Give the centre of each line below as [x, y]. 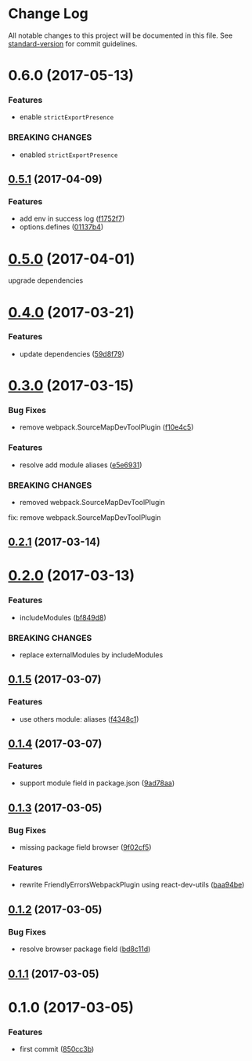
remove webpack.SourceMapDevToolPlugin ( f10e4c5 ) [106, 427]
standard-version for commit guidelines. [73, 43]
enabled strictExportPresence [68, 155]
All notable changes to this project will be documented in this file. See [121, 35]
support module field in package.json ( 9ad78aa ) [97, 783]
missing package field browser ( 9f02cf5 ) [85, 847]
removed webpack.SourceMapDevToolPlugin [92, 502]
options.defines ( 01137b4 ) [61, 227]
